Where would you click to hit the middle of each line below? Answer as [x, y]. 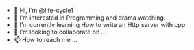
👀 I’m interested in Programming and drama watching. [89, 18]
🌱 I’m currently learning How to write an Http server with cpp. [100, 25]
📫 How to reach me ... [45, 40]
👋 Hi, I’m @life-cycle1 [43, 10]
